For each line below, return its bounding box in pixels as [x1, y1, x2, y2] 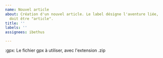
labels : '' [5, 25, 27, 30]
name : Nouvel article [5, 7, 49, 12]
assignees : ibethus [5, 30, 45, 35]
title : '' [5, 20, 25, 26]
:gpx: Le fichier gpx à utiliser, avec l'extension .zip [5, 47, 106, 53]
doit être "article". [9, 16, 54, 21]
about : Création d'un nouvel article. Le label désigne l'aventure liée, [5, 12, 159, 17]
